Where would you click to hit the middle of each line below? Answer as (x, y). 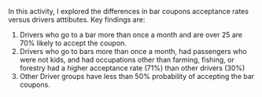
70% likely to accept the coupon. (73, 43)
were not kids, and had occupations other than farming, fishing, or (127, 59)
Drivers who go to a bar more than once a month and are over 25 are (131, 35)
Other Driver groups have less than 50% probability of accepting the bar (137, 76)
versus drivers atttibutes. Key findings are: (77, 20)
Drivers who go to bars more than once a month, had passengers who (133, 51)
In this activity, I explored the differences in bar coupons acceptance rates (129, 11)
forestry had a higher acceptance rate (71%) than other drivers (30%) (132, 68)
